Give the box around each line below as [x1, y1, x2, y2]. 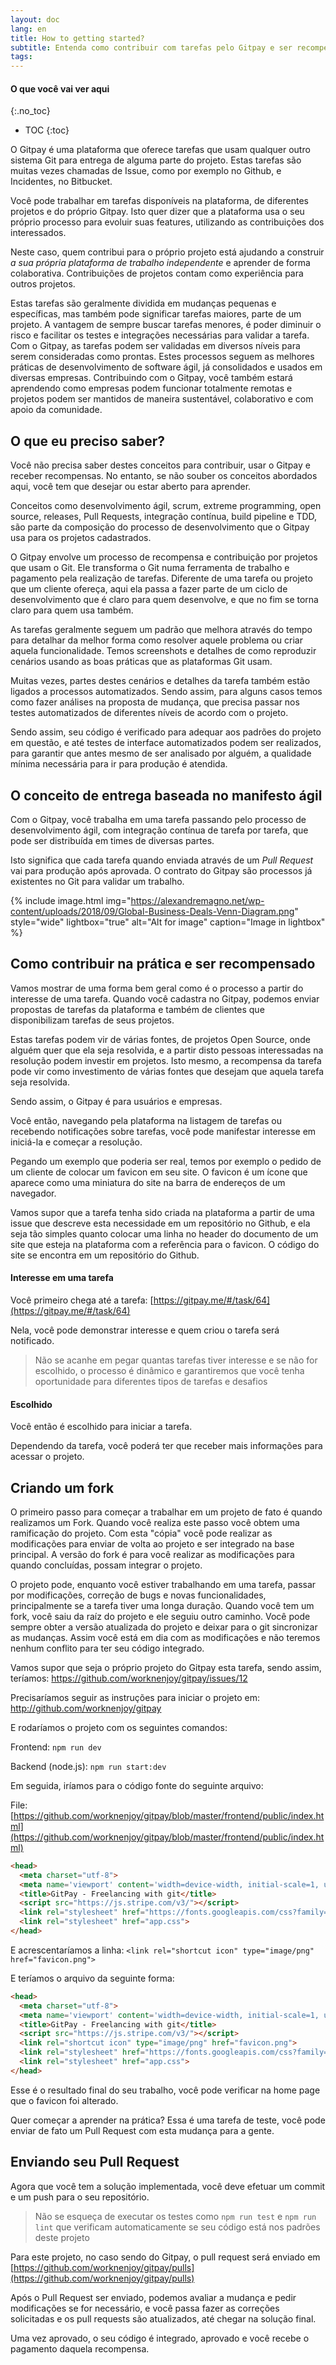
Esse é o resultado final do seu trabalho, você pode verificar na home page [10, 2084, 321, 2096]
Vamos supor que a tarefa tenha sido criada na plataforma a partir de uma [10, 1206, 315, 1218]
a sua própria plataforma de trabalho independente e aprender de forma [10, 257, 311, 269]
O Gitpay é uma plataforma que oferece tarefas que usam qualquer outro [10, 144, 311, 156]
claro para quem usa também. [10, 604, 134, 616]
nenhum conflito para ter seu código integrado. [10, 1642, 205, 1654]
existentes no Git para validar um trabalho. [10, 875, 185, 887]
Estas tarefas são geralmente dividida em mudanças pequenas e [10, 297, 277, 310]
